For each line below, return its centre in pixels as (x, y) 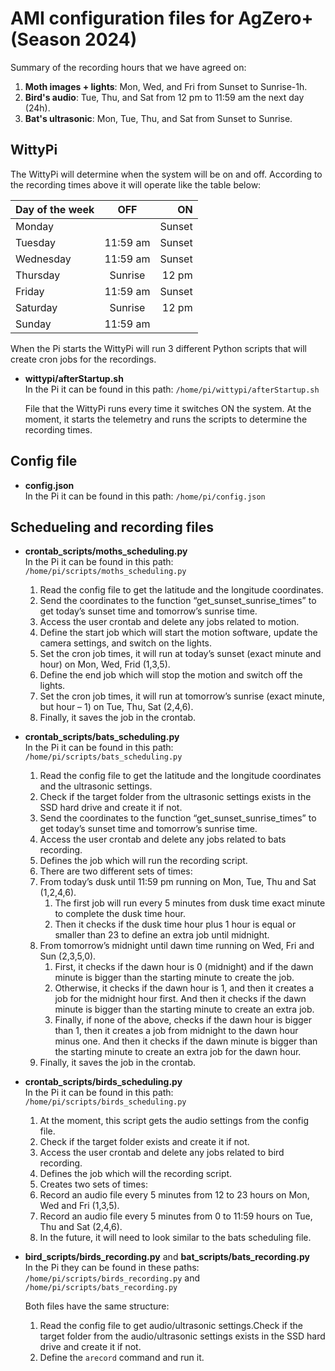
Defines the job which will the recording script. (136, 1174)
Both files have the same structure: (97, 1306)
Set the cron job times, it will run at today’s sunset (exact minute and (180, 654)
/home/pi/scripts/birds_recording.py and (112, 1278)
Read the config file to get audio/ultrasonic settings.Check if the (171, 1326)
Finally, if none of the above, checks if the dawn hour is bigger (183, 1020)
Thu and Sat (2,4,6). (81, 1227)
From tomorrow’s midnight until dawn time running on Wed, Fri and (177, 946)
